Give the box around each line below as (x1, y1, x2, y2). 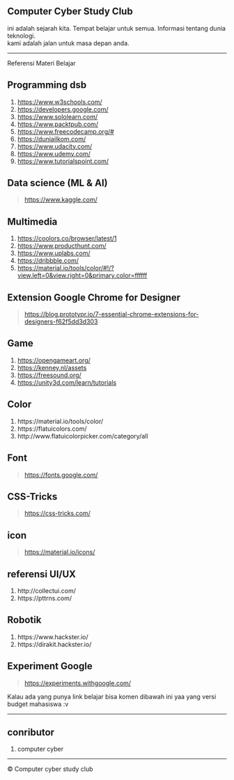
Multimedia (7, 215, 58, 227)
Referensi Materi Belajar (7, 59, 77, 67)
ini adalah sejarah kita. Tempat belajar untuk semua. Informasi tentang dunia (7, 24, 226, 32)
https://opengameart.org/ (17, 355, 91, 365)
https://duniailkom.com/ (17, 135, 86, 143)
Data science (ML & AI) (7, 177, 108, 189)
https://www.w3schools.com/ (17, 98, 102, 106)
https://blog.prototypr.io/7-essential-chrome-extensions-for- (24, 310, 199, 319)
